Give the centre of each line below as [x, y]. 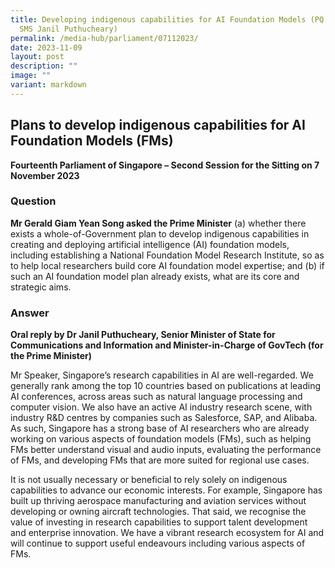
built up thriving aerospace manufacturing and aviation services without [158, 501]
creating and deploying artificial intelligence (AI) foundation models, [150, 244]
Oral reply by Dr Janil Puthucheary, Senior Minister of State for [143, 335]
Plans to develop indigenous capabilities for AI [158, 125]
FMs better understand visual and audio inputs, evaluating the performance [166, 450]
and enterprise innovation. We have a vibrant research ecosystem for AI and [167, 533]
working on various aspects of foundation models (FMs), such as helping [161, 439]
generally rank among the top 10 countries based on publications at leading [166, 386]
